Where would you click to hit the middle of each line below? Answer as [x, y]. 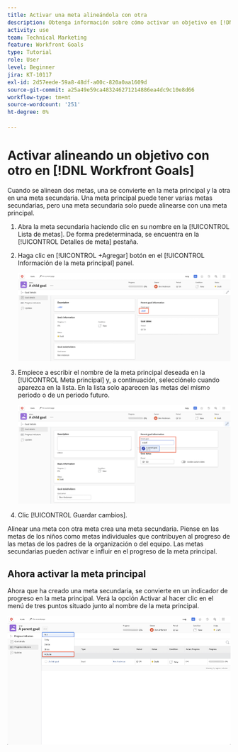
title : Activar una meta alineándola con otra [77, 15]
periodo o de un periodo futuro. [63, 395]
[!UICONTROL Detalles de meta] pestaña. [78, 242]
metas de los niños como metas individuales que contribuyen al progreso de [119, 537]
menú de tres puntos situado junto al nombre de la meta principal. [103, 606]
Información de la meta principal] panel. [76, 263]
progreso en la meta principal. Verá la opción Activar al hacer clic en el [110, 598]
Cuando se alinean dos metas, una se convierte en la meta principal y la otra [119, 190]
